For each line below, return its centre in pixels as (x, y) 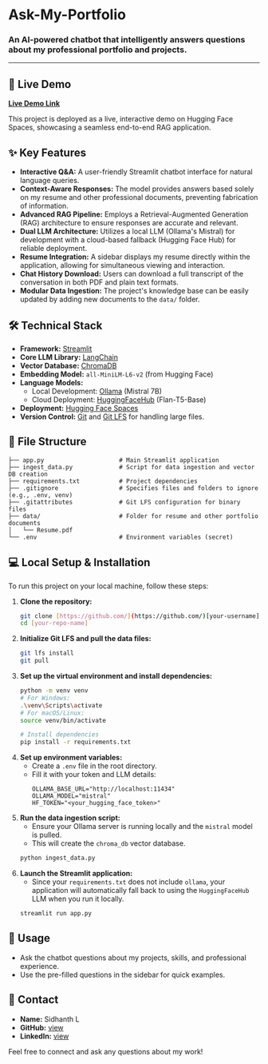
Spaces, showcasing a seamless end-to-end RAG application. (110, 128)
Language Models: (51, 382)
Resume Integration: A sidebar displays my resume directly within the (135, 257)
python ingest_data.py (57, 858)
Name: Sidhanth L (49, 1019)
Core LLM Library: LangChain (69, 357)
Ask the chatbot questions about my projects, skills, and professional (133, 958)
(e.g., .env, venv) (41, 495)
